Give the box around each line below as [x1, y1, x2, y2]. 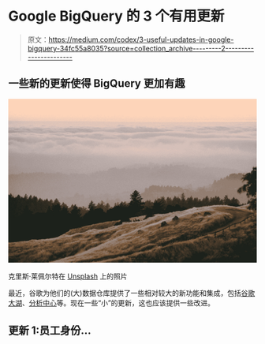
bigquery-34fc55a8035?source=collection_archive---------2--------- [27, 43, 255, 53]
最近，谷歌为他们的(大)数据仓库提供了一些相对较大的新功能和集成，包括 [8, 289, 242, 298]
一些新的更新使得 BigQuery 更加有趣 [8, 77, 185, 91]
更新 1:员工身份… [8, 323, 92, 337]
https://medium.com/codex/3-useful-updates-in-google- [48, 35, 234, 44]
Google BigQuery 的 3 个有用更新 [8, 7, 225, 25]
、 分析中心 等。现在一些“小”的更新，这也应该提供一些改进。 [22, 298, 215, 308]
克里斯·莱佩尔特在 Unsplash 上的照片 [8, 271, 128, 281]
